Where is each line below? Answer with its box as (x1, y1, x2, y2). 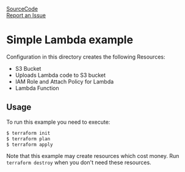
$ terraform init (6, 130, 51, 136)
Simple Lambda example (6, 33, 133, 47)
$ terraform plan (6, 135, 51, 142)
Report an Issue (6, 12, 46, 19)
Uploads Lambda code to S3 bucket (15, 71, 106, 79)
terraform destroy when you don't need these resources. (6, 159, 151, 167)
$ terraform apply (6, 142, 53, 148)
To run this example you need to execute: (6, 118, 111, 126)
